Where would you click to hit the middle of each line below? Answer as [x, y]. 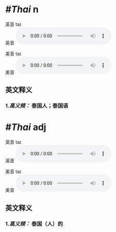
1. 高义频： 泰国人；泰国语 [37, 106]
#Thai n [22, 9]
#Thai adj [26, 127]
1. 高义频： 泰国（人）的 [34, 224]
